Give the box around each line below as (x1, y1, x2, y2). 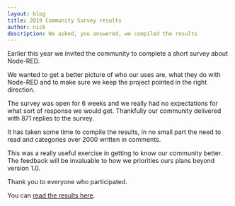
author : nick (7, 23, 46, 30)
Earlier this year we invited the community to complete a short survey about (7, 49, 229, 58)
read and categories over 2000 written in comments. (7, 135, 161, 144)
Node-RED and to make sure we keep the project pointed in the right (7, 78, 207, 87)
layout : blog (7, 10, 46, 18)
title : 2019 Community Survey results (7, 17, 122, 24)
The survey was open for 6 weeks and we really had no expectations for (7, 99, 218, 108)
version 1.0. (7, 164, 41, 173)
